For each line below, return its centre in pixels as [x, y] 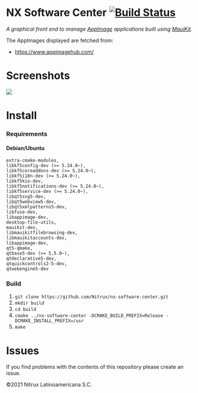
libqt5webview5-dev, [32, 202]
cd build [25, 310]
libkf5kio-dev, [25, 181]
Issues [23, 351]
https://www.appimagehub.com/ [54, 52]
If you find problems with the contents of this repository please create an [95, 367]
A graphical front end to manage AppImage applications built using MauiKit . [99, 29]
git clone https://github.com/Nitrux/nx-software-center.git [92, 297]
